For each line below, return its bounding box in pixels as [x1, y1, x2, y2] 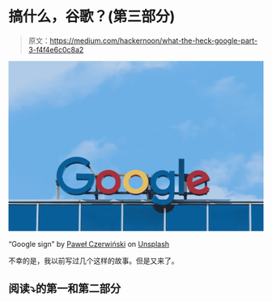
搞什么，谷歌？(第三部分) [8, 7, 176, 26]
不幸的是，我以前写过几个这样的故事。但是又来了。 [8, 256, 179, 266]
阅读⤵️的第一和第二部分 [8, 282, 121, 296]
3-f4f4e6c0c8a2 [28, 45, 84, 54]
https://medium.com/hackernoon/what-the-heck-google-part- [49, 36, 258, 45]
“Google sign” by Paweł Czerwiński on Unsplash [8, 239, 170, 249]
